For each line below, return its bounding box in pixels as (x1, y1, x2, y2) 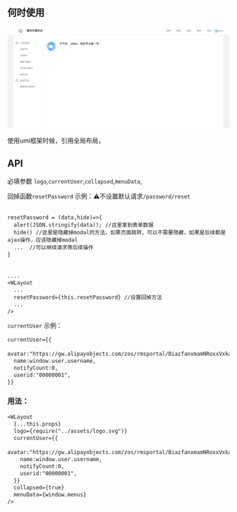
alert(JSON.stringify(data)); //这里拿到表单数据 (13, 222, 154, 229)
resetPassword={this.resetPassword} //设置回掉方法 (13, 294, 162, 302)
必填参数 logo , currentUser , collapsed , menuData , (7, 177, 142, 186)
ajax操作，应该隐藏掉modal (7, 237, 78, 244)
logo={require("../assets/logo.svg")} (13, 428, 128, 435)
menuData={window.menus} (13, 492, 87, 499)
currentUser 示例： (7, 321, 63, 330)
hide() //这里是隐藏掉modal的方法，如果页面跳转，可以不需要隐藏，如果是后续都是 (13, 229, 226, 237)
